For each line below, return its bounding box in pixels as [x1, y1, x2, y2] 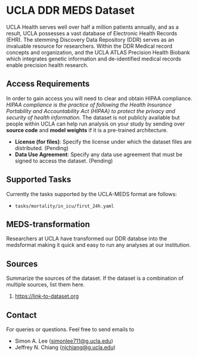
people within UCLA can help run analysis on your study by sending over [6, 120, 185, 127]
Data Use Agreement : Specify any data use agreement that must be [14, 151, 183, 158]
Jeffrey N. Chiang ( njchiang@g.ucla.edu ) [14, 344, 116, 350]
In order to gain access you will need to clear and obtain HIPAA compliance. [6, 94, 193, 102]
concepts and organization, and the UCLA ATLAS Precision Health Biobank [6, 48, 190, 56]
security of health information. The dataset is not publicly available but [6, 114, 180, 121]
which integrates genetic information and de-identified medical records [6, 55, 182, 62]
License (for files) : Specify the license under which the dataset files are [14, 138, 192, 145]
